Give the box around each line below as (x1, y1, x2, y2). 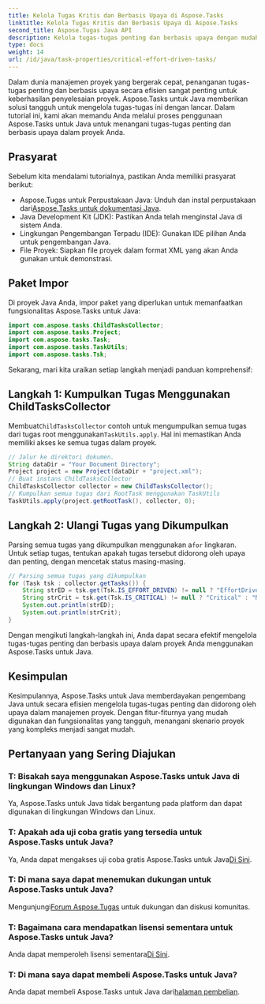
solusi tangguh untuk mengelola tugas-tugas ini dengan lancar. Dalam (8, 102, 235, 111)
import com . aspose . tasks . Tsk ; (8, 350, 108, 358)
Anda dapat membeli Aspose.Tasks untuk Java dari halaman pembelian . (8, 987, 241, 997)
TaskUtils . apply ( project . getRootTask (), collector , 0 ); (8, 496, 196, 505)
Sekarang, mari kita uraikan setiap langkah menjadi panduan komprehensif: (8, 365, 253, 374)
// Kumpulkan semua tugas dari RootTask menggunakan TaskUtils (8, 490, 221, 498)
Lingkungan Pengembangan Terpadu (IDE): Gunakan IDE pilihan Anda (19, 228, 247, 238)
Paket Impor (8, 277, 69, 290)
